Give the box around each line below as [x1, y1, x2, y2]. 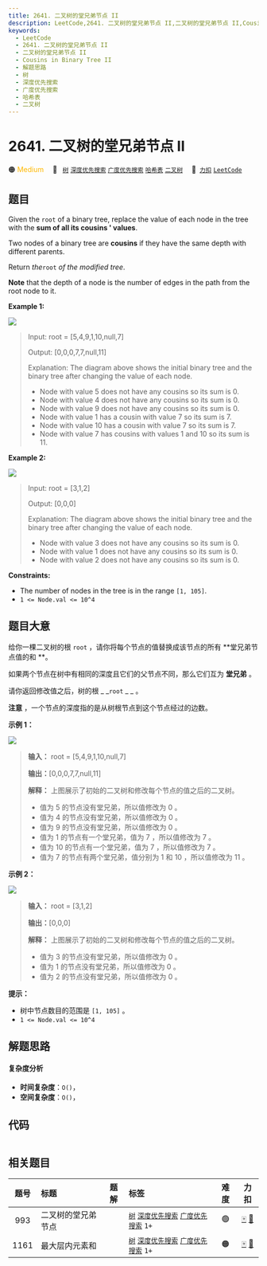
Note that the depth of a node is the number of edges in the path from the [8, 277, 250, 287]
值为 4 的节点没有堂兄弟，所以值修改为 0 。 [39, 812, 183, 821]
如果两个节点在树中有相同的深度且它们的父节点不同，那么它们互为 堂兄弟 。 [8, 668, 256, 678]
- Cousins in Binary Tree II [15, 57, 112, 65]
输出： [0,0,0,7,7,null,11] [27, 768, 102, 778]
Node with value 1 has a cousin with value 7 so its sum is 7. [39, 412, 232, 421]
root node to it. [8, 286, 57, 296]
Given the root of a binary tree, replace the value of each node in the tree [8, 214, 249, 224]
